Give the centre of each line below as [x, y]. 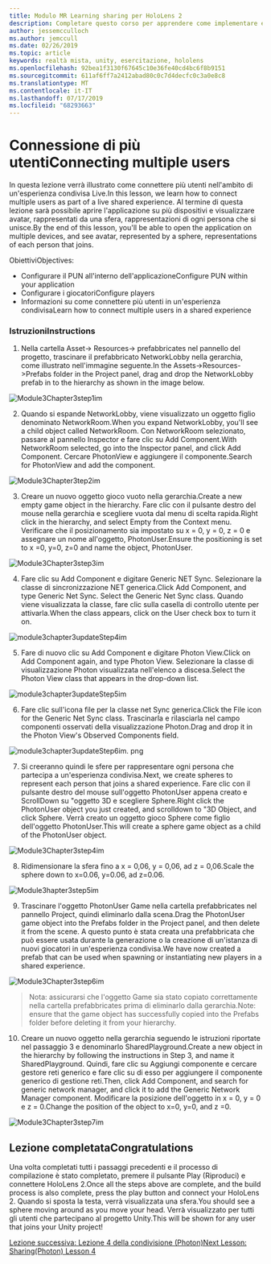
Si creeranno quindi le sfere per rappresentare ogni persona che [127, 766]
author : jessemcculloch [49, 31]
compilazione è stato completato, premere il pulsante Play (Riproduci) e [127, 1175]
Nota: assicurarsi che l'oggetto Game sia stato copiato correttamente [143, 997]
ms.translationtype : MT [49, 83]
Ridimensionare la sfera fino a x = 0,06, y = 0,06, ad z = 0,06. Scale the [137, 866]
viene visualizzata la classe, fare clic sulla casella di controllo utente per [140, 605]
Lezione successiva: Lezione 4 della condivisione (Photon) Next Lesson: [128, 1243]
